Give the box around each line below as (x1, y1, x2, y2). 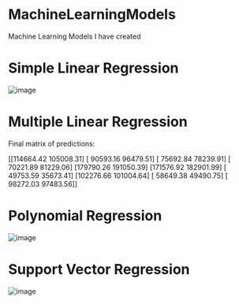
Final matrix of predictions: (8, 139, 95, 148)
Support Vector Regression (8, 260, 190, 278)
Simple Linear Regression (8, 59, 179, 77)
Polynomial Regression (8, 207, 162, 224)
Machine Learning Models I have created (8, 32, 141, 41)
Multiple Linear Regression (8, 113, 188, 131)
